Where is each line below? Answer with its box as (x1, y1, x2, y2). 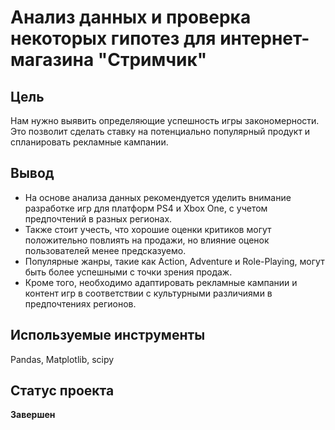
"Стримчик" (97, 49, 208, 71)
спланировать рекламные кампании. (10, 136, 169, 148)
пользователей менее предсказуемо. (24, 244, 187, 256)
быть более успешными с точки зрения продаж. (24, 266, 233, 278)
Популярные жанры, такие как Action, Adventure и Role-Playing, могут (24, 255, 325, 267)
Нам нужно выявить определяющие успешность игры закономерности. (10, 115, 320, 126)
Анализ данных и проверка (10, 6, 252, 29)
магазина (10, 49, 95, 71)
